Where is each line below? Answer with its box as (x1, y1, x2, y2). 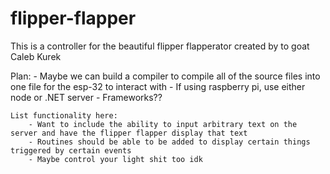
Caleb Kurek (10, 50, 62, 62)
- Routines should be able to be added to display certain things (28, 137, 311, 147)
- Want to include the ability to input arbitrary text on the (28, 119, 298, 129)
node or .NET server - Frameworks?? (10, 91, 163, 103)
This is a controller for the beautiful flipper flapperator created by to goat (10, 40, 310, 52)
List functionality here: (10, 110, 118, 121)
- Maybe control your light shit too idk (28, 154, 203, 164)
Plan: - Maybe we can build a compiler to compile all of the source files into (10, 70, 321, 82)
